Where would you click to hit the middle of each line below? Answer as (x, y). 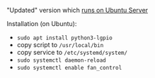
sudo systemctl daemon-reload (62, 60)
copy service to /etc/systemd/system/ (72, 52)
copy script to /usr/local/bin (60, 45)
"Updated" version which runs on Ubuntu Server (77, 10)
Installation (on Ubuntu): (42, 24)
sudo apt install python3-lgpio (64, 38)
